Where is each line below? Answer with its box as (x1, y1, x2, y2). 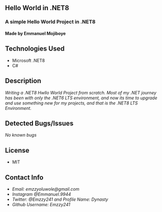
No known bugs (5, 132, 37, 138)
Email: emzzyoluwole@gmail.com (12, 186, 80, 192)
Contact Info (5, 173, 44, 181)
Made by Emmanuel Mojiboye (5, 30, 66, 36)
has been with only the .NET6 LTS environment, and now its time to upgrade (5, 95, 158, 101)
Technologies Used (5, 45, 65, 53)
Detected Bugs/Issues (5, 119, 74, 127)
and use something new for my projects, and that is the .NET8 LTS (5, 100, 138, 106)
